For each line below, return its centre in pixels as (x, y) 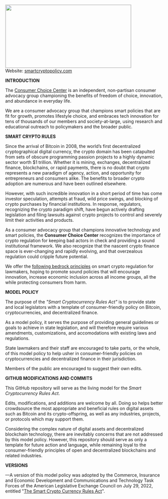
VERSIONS (17, 465)
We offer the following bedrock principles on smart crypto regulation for (79, 266)
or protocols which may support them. (45, 419)
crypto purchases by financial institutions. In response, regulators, (73, 204)
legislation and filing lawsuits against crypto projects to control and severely (83, 215)
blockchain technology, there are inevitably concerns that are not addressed (84, 434)
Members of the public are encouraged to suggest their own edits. (74, 368)
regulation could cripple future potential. (47, 257)
